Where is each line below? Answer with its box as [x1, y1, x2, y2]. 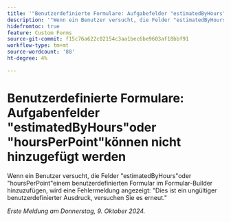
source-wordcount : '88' [7, 49, 76, 56]
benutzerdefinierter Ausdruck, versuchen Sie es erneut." [7, 193, 167, 201]
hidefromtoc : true [7, 23, 60, 30]
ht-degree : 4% [7, 55, 48, 62]
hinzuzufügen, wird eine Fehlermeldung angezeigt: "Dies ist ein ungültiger [7, 186, 217, 195]
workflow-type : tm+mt [7, 42, 69, 49]
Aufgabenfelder [7, 104, 100, 120]
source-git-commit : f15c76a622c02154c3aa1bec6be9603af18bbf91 [7, 36, 189, 43]
